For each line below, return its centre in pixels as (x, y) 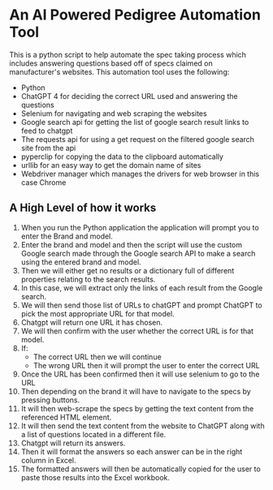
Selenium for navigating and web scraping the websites (114, 113)
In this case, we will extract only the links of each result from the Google (142, 288)
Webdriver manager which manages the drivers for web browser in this (140, 174)
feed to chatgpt (47, 131)
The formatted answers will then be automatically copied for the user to (141, 469)
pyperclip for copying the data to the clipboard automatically (122, 157)
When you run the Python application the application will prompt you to (140, 227)
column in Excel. (48, 460)
